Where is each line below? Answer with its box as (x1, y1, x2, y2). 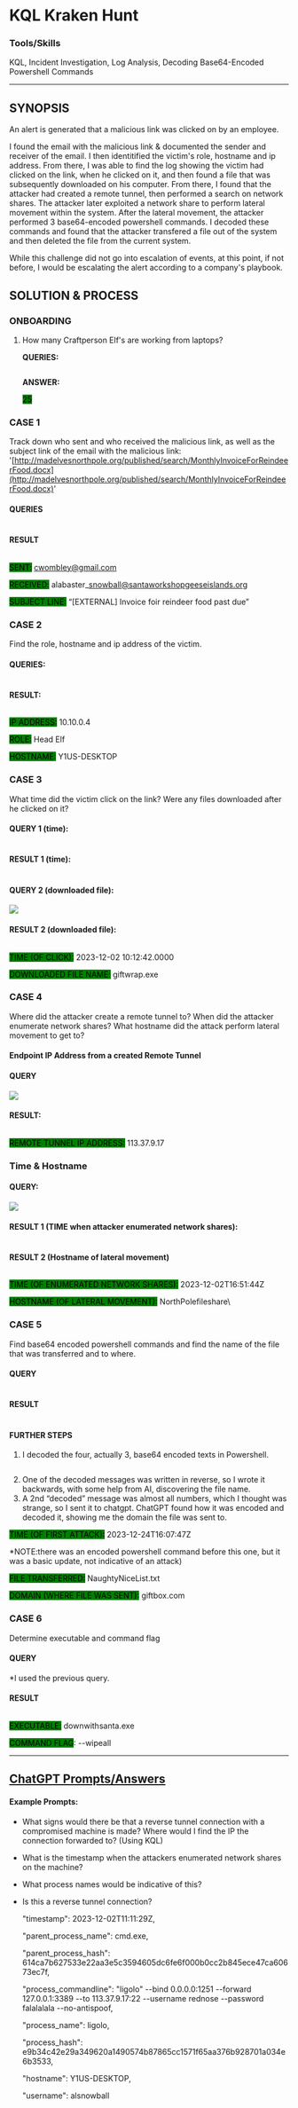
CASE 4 (9, 991, 43, 1003)
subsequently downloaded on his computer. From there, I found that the (9, 179, 272, 190)
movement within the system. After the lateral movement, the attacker (9, 208, 264, 218)
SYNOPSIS (9, 100, 70, 115)
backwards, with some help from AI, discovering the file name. (21, 1483, 251, 1495)
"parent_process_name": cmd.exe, (21, 1931, 149, 1941)
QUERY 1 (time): (9, 823, 69, 834)
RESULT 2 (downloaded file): (9, 924, 117, 934)
